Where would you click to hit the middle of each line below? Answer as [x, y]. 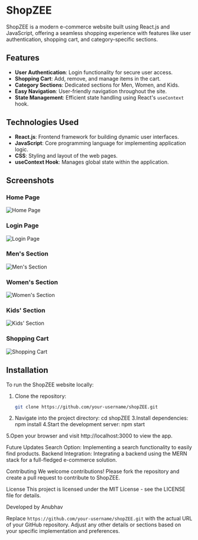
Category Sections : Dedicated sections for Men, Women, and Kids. [97, 85]
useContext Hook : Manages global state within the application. [92, 162]
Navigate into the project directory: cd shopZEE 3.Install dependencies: [101, 418]
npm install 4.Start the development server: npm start [80, 424]
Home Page [23, 197]
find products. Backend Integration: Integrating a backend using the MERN [97, 453]
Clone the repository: [40, 396]
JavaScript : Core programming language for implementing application [100, 143]
